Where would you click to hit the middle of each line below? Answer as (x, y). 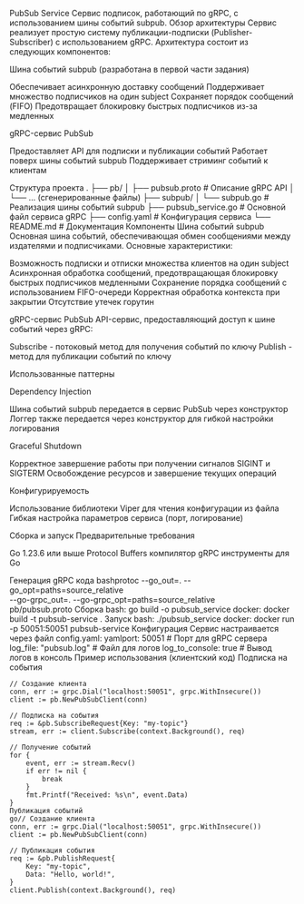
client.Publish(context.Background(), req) (93, 890)
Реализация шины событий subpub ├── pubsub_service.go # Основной (147, 207)
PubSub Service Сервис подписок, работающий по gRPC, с (124, 13)
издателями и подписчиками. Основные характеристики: (121, 246)
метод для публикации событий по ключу (91, 356)
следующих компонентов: (60, 52)
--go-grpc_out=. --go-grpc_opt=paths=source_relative (113, 599)
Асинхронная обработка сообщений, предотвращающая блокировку (144, 273)
